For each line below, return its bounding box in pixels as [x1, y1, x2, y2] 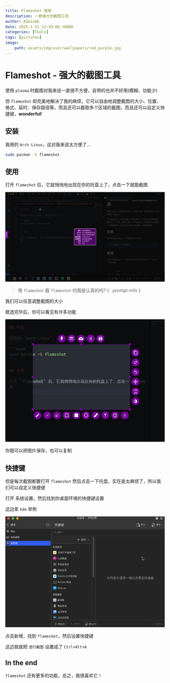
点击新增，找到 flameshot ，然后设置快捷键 [5, 633, 94, 639]
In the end [5, 658, 38, 667]
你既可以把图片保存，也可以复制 [5, 448, 72, 454]
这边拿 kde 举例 [5, 506, 37, 512]
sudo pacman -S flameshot [5, 152, 60, 157]
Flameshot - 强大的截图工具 [5, 69, 121, 81]
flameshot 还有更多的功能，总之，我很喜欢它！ [5, 672, 103, 678]
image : [5, 41, 19, 46]
